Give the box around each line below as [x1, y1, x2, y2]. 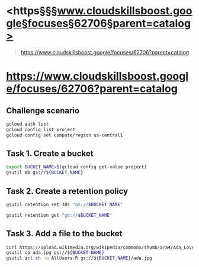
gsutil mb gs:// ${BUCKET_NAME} [6, 170, 84, 175]
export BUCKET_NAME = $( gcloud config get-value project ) [6, 164, 147, 170]
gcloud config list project [6, 126, 76, 132]
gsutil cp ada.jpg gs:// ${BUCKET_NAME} [6, 250, 105, 256]
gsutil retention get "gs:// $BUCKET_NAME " [6, 212, 113, 218]
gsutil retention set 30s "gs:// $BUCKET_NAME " [6, 201, 123, 207]
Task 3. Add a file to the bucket [6, 229, 123, 239]
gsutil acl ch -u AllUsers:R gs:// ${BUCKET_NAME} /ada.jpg [6, 255, 152, 261]
